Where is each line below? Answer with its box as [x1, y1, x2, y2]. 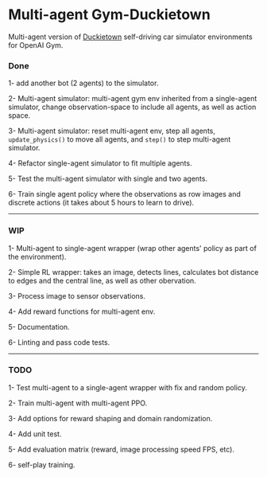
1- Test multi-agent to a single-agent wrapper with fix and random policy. [8, 382, 248, 392]
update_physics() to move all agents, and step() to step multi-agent [8, 135, 231, 144]
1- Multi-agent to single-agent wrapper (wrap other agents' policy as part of [8, 243, 257, 252]
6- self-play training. [8, 459, 75, 469]
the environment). [8, 252, 67, 261]
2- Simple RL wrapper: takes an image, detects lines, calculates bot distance [8, 267, 259, 276]
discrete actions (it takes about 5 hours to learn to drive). [8, 197, 195, 208]
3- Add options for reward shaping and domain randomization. [8, 413, 213, 423]
